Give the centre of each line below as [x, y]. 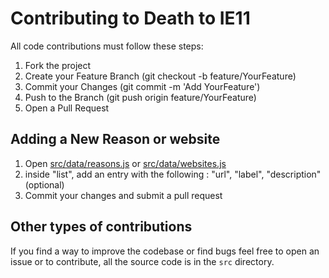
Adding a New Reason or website [115, 139]
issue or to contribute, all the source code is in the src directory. [142, 261]
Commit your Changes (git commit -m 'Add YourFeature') [142, 86]
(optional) [44, 184]
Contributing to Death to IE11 [130, 18]
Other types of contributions [101, 227]
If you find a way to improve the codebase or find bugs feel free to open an [165, 251]
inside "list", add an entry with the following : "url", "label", [144, 174]
